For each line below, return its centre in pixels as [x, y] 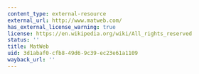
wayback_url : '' [31, 60]
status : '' [23, 40]
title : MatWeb [28, 47]
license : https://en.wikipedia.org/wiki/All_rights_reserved [100, 33]
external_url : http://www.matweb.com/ [65, 20]
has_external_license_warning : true [61, 27]
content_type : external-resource [57, 14]
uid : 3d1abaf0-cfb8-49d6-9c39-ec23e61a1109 [73, 54]
